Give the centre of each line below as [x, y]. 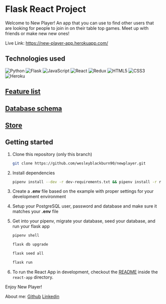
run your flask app [31, 227]
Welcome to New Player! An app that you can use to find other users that [80, 23]
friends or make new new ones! [37, 33]
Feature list [23, 92]
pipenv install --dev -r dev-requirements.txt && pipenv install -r [84, 182]
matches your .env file [35, 212]
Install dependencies [34, 173]
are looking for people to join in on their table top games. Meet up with [77, 28]
